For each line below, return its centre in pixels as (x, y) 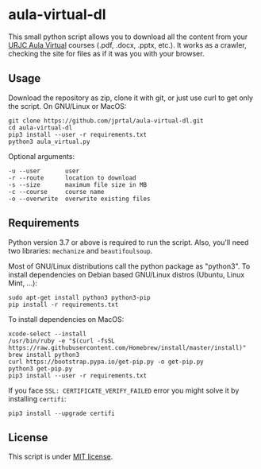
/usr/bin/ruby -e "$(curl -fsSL (61, 341)
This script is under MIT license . (61, 457)
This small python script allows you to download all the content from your (128, 37)
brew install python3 (44, 355)
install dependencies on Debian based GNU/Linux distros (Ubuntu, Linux (127, 274)
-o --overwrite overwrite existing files (79, 199)
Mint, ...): (23, 283)
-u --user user (44, 171)
